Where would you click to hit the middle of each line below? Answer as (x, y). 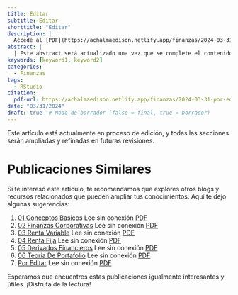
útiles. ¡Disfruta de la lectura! (49, 284)
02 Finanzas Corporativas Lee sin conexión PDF (87, 225)
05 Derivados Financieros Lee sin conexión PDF (87, 247)
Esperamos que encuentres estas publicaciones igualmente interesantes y (116, 277)
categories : (25, 67)
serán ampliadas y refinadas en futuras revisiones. (81, 140)
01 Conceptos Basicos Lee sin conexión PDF (83, 218)
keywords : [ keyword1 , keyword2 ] (55, 60)
